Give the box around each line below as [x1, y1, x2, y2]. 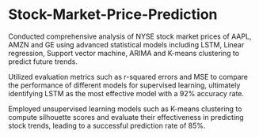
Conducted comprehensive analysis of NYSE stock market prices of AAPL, [8, 32, 252, 41]
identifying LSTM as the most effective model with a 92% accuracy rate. [8, 88, 244, 98]
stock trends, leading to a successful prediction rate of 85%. [8, 121, 206, 130]
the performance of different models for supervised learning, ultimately [8, 80, 241, 90]
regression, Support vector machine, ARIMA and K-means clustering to [8, 48, 240, 58]
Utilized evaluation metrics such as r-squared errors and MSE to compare [8, 72, 248, 81]
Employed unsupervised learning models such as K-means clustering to [8, 104, 242, 114]
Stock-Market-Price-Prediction [8, 6, 218, 24]
